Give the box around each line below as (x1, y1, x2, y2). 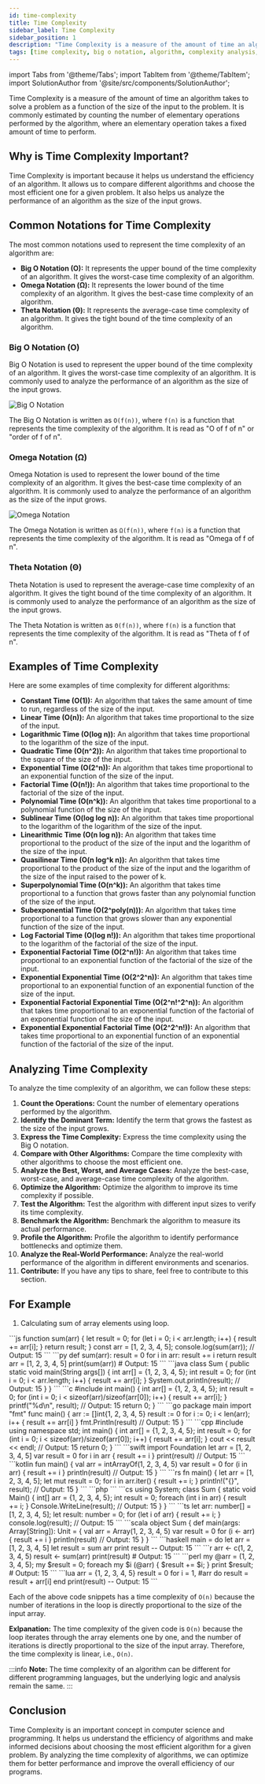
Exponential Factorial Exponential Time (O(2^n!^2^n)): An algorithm (20, 998, 244, 1007)
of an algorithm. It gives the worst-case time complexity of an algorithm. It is (9, 368, 256, 377)
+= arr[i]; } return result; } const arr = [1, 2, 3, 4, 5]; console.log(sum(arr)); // (9, 1342, 255, 1351)
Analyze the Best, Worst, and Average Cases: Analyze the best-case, (20, 1166, 249, 1175)
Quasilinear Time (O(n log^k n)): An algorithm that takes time (20, 855, 220, 864)
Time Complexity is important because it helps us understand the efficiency (9, 170, 255, 180)
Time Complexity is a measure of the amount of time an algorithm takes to (9, 94, 249, 103)
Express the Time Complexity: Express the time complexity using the (20, 1133, 247, 1142)
